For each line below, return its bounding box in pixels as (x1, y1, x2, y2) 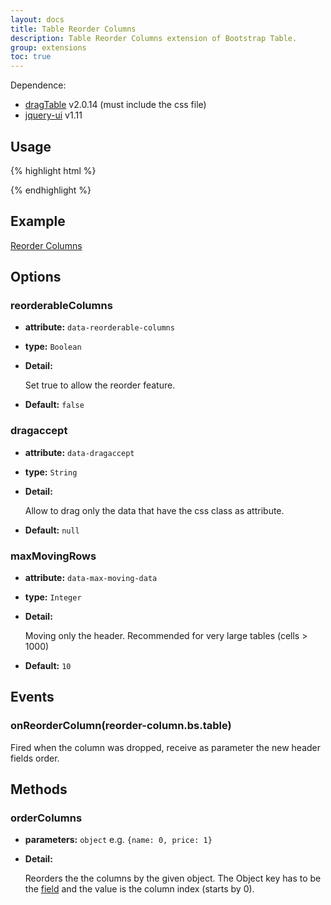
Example (10, 213, 66, 230)
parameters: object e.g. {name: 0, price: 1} (24, 834, 213, 846)
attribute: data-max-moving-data (24, 572, 158, 584)
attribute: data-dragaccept (24, 446, 135, 458)
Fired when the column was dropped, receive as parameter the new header (10, 741, 322, 753)
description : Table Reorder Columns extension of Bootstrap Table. (10, 33, 298, 43)
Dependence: (10, 79, 67, 91)
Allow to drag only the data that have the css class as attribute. (24, 504, 285, 516)
